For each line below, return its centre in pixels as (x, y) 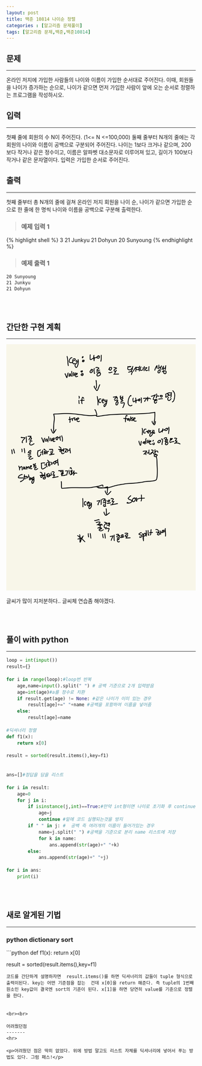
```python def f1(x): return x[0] (43, 953)
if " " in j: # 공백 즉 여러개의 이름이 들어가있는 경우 (91, 826)
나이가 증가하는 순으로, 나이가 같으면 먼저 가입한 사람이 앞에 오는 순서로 (96, 87)
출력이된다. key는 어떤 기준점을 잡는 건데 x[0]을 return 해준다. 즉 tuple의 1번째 (100, 983)
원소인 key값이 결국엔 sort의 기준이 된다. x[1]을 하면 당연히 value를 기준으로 (94, 989)
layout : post (23, 13)
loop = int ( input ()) (32, 661)
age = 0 (24, 794)
